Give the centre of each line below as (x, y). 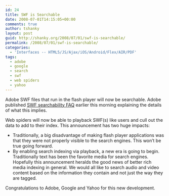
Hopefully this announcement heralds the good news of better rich (82, 162)
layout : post (19, 33)
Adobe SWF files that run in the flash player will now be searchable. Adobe (83, 100)
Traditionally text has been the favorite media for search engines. (80, 157)
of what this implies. (26, 110)
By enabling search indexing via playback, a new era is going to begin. (86, 151)
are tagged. (25, 178)
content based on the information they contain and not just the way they (88, 173)
